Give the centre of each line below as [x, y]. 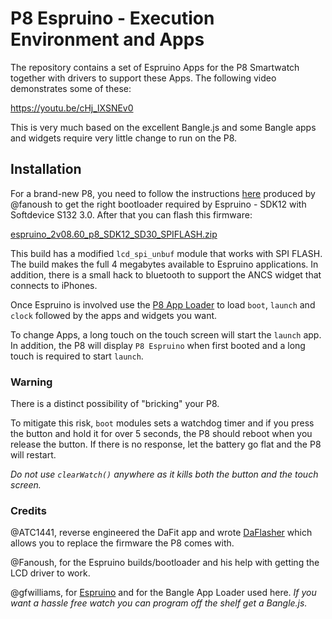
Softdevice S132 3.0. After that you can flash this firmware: [131, 214]
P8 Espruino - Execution [112, 18]
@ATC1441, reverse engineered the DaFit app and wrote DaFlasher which [161, 533]
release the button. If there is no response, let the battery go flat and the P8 [166, 444]
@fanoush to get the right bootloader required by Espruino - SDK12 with [158, 204]
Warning [31, 382]
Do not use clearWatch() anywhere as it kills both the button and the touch [164, 474]
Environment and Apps [107, 39]
